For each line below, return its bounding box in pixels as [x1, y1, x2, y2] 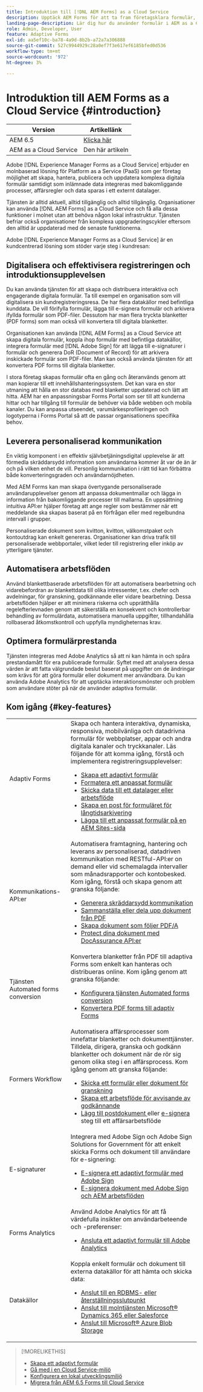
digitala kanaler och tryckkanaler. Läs [70, 742, 176, 750]
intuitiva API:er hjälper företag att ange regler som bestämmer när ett [6, 503, 178, 510]
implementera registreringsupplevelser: [70, 757, 182, 765]
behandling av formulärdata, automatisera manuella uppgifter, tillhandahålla [6, 612, 194, 619]
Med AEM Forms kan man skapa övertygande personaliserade [6, 483, 162, 490]
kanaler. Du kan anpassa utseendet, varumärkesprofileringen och [6, 406, 169, 413]
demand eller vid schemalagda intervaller [70, 862, 188, 871]
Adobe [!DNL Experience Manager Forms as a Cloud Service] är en [6, 236, 173, 243]
